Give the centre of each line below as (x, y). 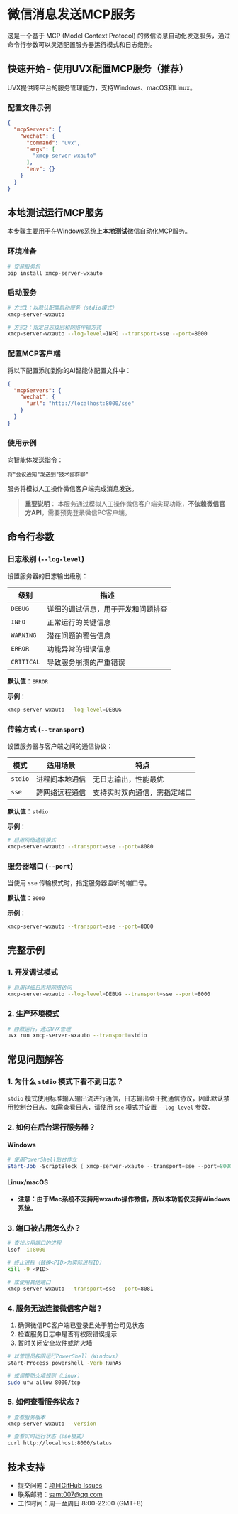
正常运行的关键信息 (79, 622)
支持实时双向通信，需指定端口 (142, 792)
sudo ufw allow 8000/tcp (44, 1383)
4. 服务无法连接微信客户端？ (55, 1308)
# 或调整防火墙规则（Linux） (45, 1375)
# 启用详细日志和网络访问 (40, 988)
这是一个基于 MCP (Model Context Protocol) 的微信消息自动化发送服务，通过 (119, 36)
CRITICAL (25, 662)
